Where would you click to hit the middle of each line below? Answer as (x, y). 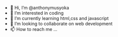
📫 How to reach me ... (34, 29)
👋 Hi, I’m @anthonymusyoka (40, 8)
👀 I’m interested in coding (37, 13)
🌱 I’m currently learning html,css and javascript (59, 18)
